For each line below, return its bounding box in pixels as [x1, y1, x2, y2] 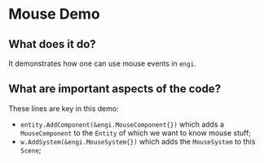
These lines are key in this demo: [8, 103, 120, 114]
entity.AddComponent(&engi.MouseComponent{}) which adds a [20, 119, 225, 129]
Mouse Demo [8, 5, 100, 24]
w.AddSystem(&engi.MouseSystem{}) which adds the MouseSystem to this [20, 136, 256, 146]
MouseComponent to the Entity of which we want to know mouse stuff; [20, 127, 251, 138]
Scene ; [20, 145, 42, 155]
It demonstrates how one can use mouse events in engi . [8, 58, 197, 68]
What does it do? [8, 37, 96, 51]
